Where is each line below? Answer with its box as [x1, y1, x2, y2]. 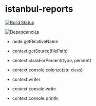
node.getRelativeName [12, 38, 58, 44]
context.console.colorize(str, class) [12, 67, 83, 73]
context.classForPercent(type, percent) [12, 57, 92, 63]
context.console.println [12, 95, 59, 101]
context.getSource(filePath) [12, 48, 68, 54]
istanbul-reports [5, 3, 74, 15]
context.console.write [12, 85, 56, 91]
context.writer [12, 76, 40, 82]
